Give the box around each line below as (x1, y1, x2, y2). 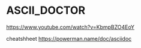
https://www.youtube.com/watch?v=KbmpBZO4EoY (6, 23, 135, 31)
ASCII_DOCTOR (6, 4, 86, 17)
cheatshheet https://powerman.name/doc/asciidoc (6, 35, 132, 42)
